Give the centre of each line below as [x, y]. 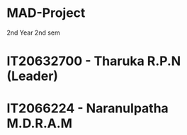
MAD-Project [46, 13]
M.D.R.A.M [39, 123]
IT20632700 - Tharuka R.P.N [94, 61]
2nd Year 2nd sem [34, 33]
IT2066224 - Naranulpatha [88, 108]
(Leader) [32, 76]
